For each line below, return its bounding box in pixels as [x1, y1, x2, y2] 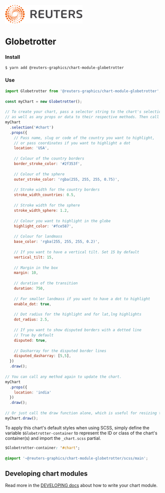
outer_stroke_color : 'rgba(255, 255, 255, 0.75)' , [14, 177, 120, 182]
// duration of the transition [14, 281, 78, 286]
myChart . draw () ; [5, 416, 38, 421]
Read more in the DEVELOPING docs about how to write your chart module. [5, 483, 158, 489]
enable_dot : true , [14, 301, 52, 306]
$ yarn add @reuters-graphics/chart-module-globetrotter [5, 66, 124, 70]
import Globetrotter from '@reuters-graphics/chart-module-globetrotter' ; [5, 89, 162, 94]
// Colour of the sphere [14, 171, 65, 177]
